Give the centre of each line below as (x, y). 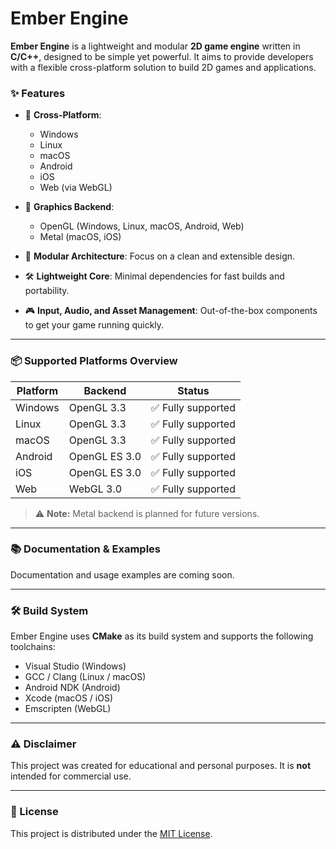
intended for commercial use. (71, 776)
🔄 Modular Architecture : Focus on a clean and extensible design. (160, 256)
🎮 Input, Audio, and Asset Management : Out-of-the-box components (171, 311)
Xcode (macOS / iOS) (69, 698)
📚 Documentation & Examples (86, 549)
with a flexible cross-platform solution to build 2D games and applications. (163, 67)
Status (193, 390)
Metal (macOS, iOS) (80, 237)
